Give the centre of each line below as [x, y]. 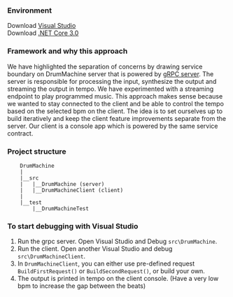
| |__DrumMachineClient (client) [72, 190]
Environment [30, 10]
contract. [20, 133]
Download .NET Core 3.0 [43, 33]
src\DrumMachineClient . [51, 256]
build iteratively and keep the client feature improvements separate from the [116, 118]
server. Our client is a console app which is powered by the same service [113, 126]
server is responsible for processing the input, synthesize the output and [112, 81]
